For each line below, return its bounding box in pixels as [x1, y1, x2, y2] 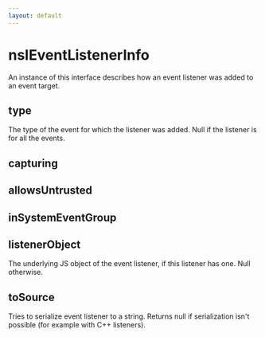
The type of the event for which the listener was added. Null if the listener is [8, 125, 257, 135]
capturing [8, 156, 58, 170]
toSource [8, 290, 55, 304]
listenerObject [8, 237, 81, 251]
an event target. [8, 80, 60, 90]
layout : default [8, 11, 62, 20]
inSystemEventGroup [8, 210, 117, 224]
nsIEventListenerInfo [8, 45, 150, 64]
